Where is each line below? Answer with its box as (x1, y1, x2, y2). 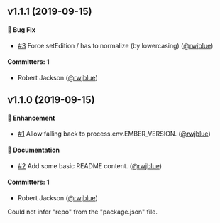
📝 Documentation (7, 146, 60, 154)
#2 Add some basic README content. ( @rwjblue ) (17, 161, 162, 170)
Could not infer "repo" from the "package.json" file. (7, 207, 158, 216)
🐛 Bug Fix (7, 25, 35, 34)
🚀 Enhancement (7, 114, 55, 122)
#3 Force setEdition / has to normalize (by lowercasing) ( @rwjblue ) (17, 41, 214, 50)
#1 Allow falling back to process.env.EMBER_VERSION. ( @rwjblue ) (17, 129, 211, 138)
